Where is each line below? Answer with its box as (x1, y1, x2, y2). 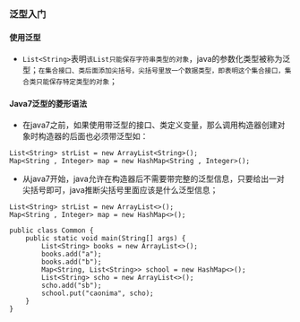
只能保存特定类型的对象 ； (35, 76, 118, 87)
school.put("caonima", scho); (41, 289, 154, 298)
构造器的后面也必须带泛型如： (38, 131, 149, 142)
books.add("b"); (41, 257, 102, 266)
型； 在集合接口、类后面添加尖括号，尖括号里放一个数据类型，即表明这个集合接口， (21, 65, 285, 75)
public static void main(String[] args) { (25, 234, 186, 243)
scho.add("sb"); (41, 281, 102, 291)
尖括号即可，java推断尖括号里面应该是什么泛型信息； (21, 185, 219, 196)
